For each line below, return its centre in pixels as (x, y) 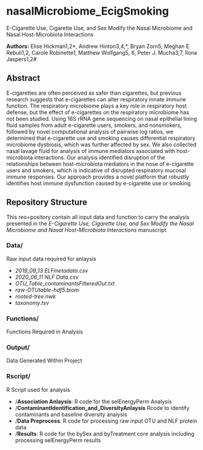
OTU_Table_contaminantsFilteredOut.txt (65, 283)
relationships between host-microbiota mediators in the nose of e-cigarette (100, 164)
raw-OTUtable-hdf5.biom (47, 290)
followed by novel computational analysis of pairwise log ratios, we (90, 131)
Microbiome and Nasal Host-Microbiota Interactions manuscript (86, 230)
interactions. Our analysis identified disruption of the (100, 157)
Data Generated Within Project (44, 361)
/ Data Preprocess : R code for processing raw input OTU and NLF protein (106, 421)
